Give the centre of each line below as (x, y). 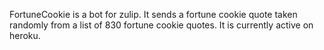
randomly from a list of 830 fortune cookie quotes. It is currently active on (161, 25)
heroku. (25, 35)
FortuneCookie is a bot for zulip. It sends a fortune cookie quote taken (153, 14)
